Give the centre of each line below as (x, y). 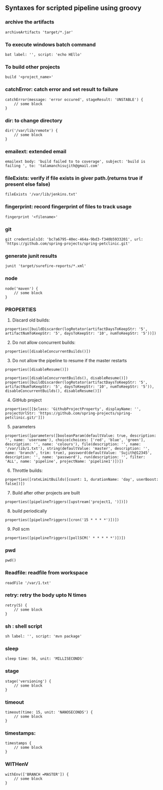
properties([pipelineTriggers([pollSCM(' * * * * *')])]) (65, 538)
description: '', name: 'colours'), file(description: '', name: (73, 444)
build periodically (30, 511)
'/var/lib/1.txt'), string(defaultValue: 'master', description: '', (78, 448)
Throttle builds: (27, 470)
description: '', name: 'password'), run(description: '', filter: (75, 457)
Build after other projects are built (46, 493)
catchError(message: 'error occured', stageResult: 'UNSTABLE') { (74, 99)
